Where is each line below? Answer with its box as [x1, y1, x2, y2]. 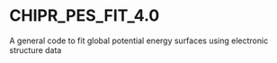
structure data [9, 44, 62, 55]
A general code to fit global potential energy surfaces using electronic [9, 35, 269, 46]
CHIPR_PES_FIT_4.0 [9, 5, 160, 26]
